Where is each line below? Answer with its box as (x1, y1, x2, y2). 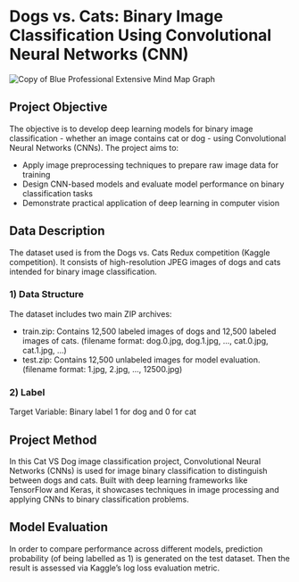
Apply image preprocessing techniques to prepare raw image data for (21, 159, 279, 170)
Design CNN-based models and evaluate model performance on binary (21, 179, 285, 189)
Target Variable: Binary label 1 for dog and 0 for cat (9, 406, 196, 417)
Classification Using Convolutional (9, 25, 272, 46)
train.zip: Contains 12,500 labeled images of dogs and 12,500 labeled (21, 326, 277, 337)
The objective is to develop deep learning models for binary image (9, 123, 253, 134)
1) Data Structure (9, 288, 85, 301)
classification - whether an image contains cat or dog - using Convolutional (9, 132, 287, 144)
